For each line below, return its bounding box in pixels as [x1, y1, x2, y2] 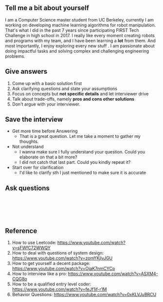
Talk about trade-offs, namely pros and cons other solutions [12, 96, 135, 102]
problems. [5, 53, 25, 59]
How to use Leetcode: [12, 239, 57, 246]
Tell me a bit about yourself [5, 4, 89, 12]
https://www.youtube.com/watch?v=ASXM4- [68, 271, 158, 277]
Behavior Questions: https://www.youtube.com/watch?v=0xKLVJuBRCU [12, 292, 157, 298]
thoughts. [19, 139, 39, 145]
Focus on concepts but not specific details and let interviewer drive [12, 90, 149, 97]
